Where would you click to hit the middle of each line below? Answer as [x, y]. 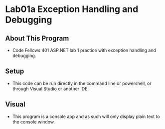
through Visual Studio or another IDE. [50, 88]
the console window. [33, 121]
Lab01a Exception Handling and [72, 9]
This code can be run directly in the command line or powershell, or [82, 83]
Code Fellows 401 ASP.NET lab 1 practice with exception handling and [84, 50]
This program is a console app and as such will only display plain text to [86, 116]
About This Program [37, 38]
